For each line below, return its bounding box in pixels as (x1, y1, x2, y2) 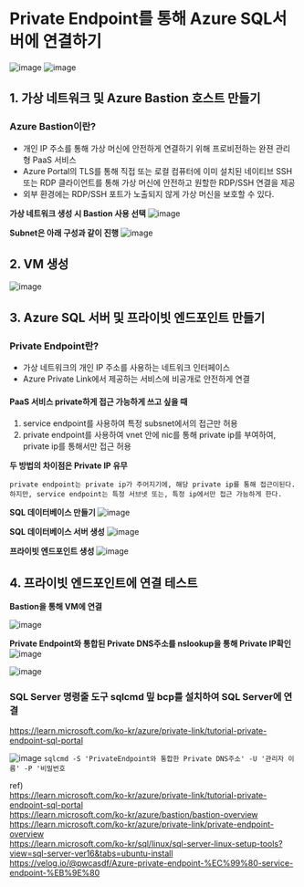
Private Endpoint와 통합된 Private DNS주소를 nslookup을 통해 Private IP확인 (9, 638, 292, 649)
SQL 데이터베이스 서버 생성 (9, 527, 105, 537)
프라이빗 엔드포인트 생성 (9, 546, 95, 557)
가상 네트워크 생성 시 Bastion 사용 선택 (9, 207, 146, 219)
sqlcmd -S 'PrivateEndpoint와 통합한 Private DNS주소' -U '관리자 (44, 755, 285, 764)
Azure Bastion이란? (9, 120, 97, 133)
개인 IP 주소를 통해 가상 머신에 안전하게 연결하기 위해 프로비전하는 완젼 (22, 142, 274, 153)
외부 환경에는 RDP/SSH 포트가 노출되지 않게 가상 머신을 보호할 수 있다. (22, 188, 275, 199)
